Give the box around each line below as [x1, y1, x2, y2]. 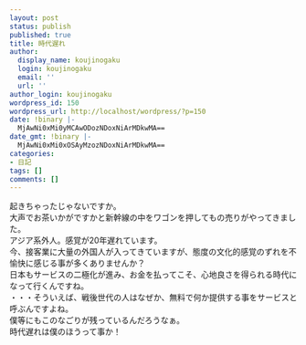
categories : [9, 149, 55, 158]
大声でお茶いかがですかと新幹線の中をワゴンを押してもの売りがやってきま [9, 212, 289, 224]
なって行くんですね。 [9, 280, 90, 292]
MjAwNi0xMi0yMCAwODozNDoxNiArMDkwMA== [17, 124, 166, 133]
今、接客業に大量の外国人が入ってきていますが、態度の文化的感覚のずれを [9, 246, 290, 257]
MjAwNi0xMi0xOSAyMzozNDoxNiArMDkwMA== [17, 141, 166, 150]
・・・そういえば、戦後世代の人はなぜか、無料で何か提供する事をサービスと [9, 292, 298, 303]
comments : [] [9, 174, 59, 183]
